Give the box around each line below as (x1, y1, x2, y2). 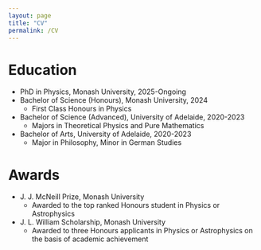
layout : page (8, 11, 52, 20)
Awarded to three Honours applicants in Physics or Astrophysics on (31, 226, 253, 236)
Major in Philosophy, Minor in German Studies (31, 138, 182, 147)
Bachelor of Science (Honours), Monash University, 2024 (19, 96, 208, 105)
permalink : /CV (8, 26, 59, 34)
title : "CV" (8, 19, 48, 27)
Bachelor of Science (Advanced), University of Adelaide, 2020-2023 (19, 112, 245, 122)
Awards (8, 166, 60, 184)
